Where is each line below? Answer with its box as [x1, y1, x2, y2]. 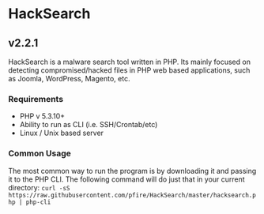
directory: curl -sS [8, 182, 70, 192]
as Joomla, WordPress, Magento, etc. [8, 74, 130, 83]
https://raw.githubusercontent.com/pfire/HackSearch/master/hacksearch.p [8, 191, 257, 199]
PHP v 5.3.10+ [19, 111, 66, 121]
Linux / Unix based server [19, 128, 104, 138]
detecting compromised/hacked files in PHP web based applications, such [8, 66, 251, 75]
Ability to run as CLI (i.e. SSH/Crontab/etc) [19, 120, 158, 130]
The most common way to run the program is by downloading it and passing [8, 166, 257, 175]
